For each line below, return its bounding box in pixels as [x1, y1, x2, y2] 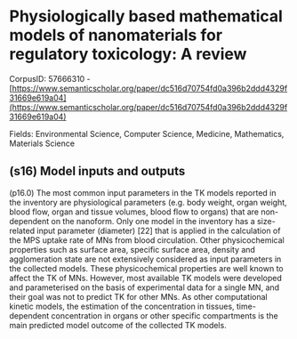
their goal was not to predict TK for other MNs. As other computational [9, 291, 269, 302]
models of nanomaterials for [9, 25, 223, 45]
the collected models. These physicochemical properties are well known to [9, 262, 284, 273]
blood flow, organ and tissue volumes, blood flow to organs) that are [9, 206, 260, 217]
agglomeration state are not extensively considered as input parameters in [9, 254, 282, 264]
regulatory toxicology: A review [9, 44, 247, 64]
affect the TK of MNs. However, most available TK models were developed [9, 272, 283, 283]
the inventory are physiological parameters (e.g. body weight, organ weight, [9, 197, 287, 207]
